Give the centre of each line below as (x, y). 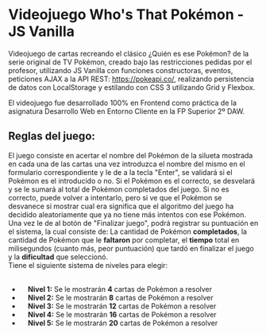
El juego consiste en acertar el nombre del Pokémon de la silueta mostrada (131, 155)
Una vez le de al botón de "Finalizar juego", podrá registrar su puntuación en (133, 223)
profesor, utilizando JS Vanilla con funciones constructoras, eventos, (121, 70)
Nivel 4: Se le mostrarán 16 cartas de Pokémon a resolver (122, 314)
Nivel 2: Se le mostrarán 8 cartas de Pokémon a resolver (120, 297)
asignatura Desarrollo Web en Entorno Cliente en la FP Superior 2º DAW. (126, 111)
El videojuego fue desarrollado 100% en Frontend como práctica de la (122, 103)
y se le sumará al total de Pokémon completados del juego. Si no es (119, 189)
